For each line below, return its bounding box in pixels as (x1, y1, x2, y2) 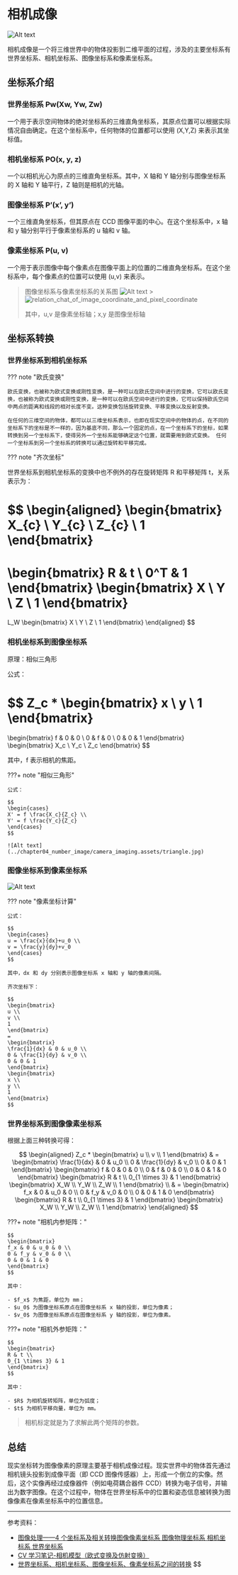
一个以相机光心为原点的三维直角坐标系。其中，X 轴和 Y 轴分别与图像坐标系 (7, 171, 226, 180)
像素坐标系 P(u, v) (7, 246, 69, 256)
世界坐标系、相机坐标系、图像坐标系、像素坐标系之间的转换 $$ (17, 1559, 202, 1568)
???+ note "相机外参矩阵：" (7, 1325, 87, 1333)
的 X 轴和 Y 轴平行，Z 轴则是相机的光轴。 (7, 180, 128, 188)
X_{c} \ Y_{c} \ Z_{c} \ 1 (7, 517, 145, 534)
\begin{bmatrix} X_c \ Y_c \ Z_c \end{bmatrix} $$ (7, 741, 151, 750)
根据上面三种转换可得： (7, 1136, 76, 1145)
